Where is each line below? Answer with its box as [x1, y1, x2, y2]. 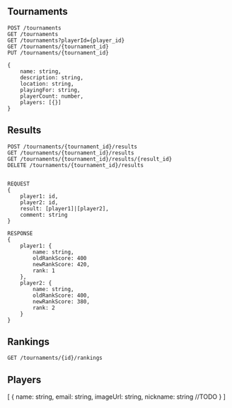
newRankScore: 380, [33, 297, 91, 305]
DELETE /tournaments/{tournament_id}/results [7, 161, 144, 169]
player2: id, [20, 198, 59, 206]
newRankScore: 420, [33, 261, 91, 268]
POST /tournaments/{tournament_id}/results [7, 143, 138, 150]
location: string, [20, 80, 74, 87]
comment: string [20, 211, 69, 218]
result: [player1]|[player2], [20, 205, 110, 212]
